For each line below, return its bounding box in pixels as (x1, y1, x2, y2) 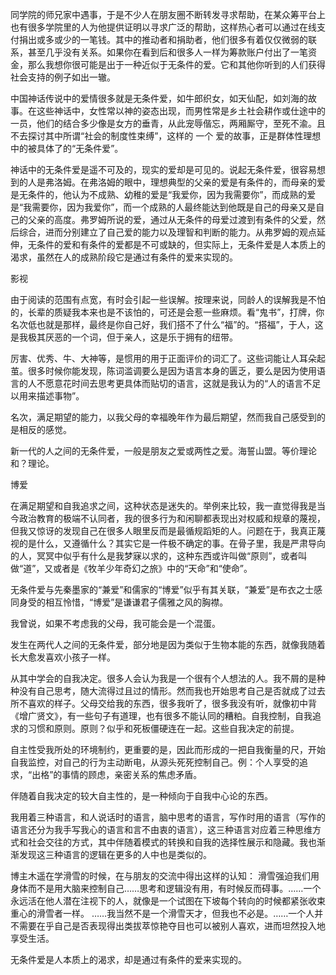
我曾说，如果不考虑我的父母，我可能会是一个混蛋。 (10, 618, 221, 629)
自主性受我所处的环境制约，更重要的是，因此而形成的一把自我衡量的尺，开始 (10, 744, 326, 755)
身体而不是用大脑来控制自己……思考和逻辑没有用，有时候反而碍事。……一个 (10, 883, 322, 894)
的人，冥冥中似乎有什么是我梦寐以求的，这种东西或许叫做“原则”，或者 (10, 550, 299, 562)
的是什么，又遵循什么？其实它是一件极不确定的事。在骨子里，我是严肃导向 (18, 538, 326, 549)
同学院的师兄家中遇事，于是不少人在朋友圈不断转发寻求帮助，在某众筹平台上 (10, 9, 326, 20)
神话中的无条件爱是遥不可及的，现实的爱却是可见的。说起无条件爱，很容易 (10, 164, 317, 175)
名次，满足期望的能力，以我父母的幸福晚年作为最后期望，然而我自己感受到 (10, 411, 317, 423)
